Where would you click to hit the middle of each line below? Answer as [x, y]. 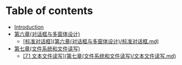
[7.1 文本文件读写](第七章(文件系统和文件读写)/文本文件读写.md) [99, 56]
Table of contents [49, 11]
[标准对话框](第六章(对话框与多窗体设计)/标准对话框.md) [91, 41]
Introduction [29, 27]
